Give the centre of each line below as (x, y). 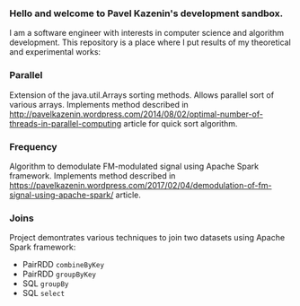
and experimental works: (55, 52)
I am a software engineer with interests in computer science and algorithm (147, 33)
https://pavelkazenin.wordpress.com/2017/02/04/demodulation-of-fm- (141, 185)
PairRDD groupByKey (59, 274)
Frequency (33, 146)
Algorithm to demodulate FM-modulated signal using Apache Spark (134, 166)
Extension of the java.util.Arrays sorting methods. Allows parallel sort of (142, 95)
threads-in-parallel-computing (66, 123)
